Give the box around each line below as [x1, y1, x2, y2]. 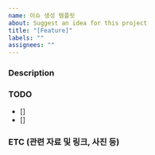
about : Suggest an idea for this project [8, 19, 148, 27]
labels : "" [8, 33, 45, 42]
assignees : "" [8, 41, 56, 49]
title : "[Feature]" [8, 26, 73, 34]
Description [8, 68, 55, 79]
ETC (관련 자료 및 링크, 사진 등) [8, 137, 120, 148]
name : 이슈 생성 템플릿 [8, 11, 76, 20]
